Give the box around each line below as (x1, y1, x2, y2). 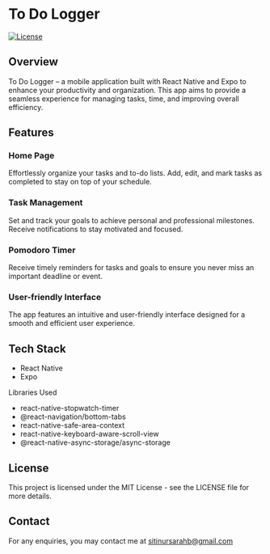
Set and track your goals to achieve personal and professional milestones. (8, 215, 255, 225)
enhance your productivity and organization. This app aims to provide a (8, 85, 247, 95)
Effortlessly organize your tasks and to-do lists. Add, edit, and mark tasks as (8, 168, 263, 178)
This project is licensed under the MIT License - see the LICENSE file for (8, 482, 249, 492)
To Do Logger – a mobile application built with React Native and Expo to (8, 76, 247, 86)
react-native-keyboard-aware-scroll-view (19, 429, 159, 439)
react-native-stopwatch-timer (19, 404, 120, 413)
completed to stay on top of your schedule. (8, 177, 152, 187)
